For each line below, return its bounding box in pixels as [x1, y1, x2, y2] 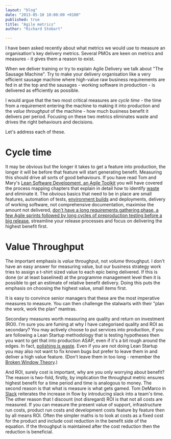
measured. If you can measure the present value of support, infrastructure [5, 402, 162, 407]
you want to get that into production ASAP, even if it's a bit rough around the [5, 337, 166, 344]
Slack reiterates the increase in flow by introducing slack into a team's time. [5, 391, 164, 397]
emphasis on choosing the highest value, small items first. [5, 285, 128, 291]
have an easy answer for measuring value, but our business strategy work [5, 263, 161, 270]
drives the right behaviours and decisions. [5, 119, 94, 125]
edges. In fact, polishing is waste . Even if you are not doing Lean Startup [5, 343, 158, 349]
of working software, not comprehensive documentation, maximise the [5, 202, 154, 208]
